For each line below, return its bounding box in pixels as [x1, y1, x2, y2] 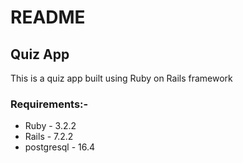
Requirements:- [10, 97, 89, 111]
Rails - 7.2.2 [24, 131, 74, 143]
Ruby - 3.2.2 [24, 120, 77, 132]
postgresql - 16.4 [24, 141, 96, 153]
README [10, 6, 86, 29]
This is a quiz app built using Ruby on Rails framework [10, 72, 233, 84]
